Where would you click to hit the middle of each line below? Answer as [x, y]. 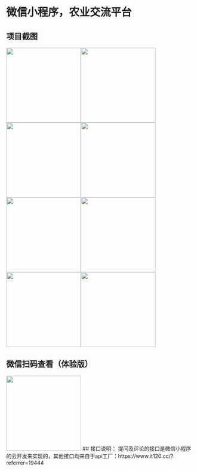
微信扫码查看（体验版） [49, 364]
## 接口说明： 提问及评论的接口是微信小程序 [137, 448]
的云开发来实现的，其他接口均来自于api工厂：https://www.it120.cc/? [90, 456]
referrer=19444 [25, 463]
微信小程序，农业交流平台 [69, 12]
